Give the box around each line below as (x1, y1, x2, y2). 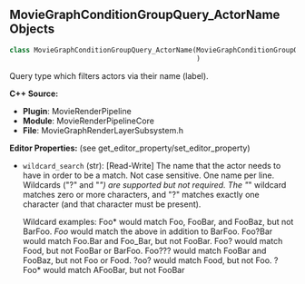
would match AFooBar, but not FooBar (43, 264, 185, 275)
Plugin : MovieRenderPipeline (22, 105, 132, 116)
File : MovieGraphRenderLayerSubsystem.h (22, 124, 184, 135)
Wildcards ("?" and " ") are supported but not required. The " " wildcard (22, 179, 287, 190)
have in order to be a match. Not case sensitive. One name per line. (22, 170, 275, 181)
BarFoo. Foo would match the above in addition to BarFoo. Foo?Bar (22, 226, 273, 237)
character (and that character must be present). (22, 199, 202, 210)
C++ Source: (9, 88, 59, 99)
